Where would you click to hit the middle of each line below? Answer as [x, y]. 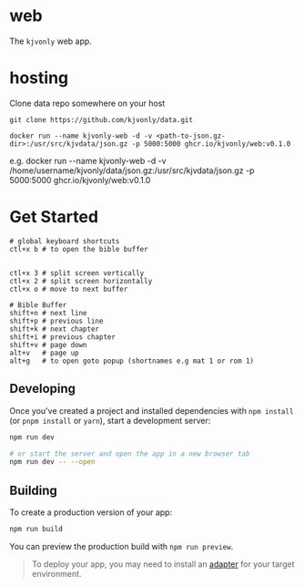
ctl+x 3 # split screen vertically [77, 273]
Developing [42, 389]
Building [33, 490]
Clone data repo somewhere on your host [87, 103]
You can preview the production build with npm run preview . [122, 546]
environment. [56, 573]
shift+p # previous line [56, 321]
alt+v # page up [44, 353]
